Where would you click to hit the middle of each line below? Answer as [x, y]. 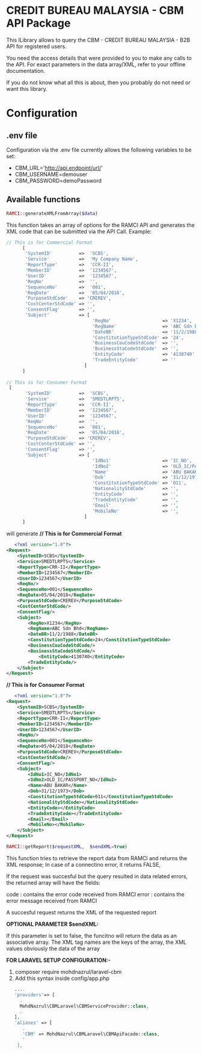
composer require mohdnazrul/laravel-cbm [68, 972]
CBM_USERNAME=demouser [51, 174]
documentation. [26, 70]
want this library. [27, 88]
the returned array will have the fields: [53, 882]
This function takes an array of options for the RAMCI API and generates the [101, 225]
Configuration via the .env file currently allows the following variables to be [99, 150]
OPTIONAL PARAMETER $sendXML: [53, 924]
